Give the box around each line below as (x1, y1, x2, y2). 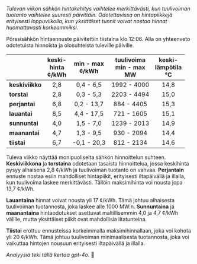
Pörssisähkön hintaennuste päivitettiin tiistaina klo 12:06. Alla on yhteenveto (6, 36, 190, 42)
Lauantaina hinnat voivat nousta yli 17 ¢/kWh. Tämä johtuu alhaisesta (6, 197, 175, 203)
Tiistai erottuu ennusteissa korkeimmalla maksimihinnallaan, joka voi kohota (6, 227, 191, 234)
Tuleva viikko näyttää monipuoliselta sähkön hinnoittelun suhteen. (6, 154, 166, 161)
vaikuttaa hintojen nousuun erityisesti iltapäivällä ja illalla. (6, 240, 146, 247)
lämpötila (154, 63, 182, 71)
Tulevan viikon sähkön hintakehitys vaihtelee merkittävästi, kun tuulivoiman (6, 5, 190, 12)
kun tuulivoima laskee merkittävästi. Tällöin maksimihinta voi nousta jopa (6, 179, 183, 186)
